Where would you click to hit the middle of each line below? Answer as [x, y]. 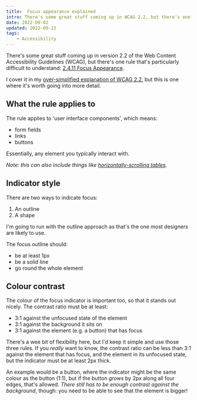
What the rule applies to [51, 104]
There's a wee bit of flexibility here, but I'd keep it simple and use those [93, 342]
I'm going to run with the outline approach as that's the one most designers [97, 226]
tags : [13, 33]
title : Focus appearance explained [51, 11]
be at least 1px [32, 256]
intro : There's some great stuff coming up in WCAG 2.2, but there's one [98, 17]
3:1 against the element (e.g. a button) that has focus [79, 331]
